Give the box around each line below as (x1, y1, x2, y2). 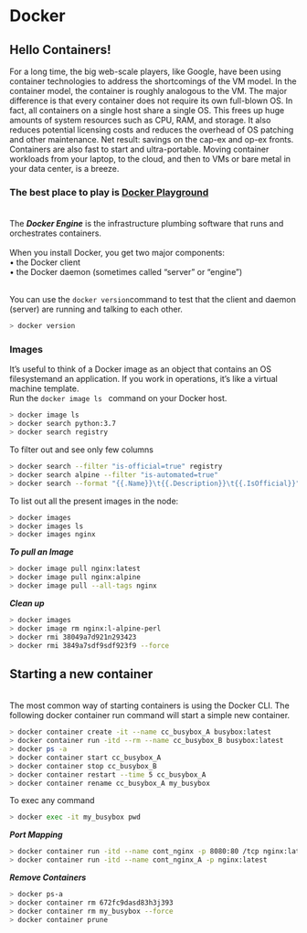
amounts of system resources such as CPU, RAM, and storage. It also (9, 115, 271, 125)
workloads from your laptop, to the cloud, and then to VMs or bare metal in (9, 154, 291, 164)
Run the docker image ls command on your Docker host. (9, 393, 228, 404)
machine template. (9, 383, 79, 394)
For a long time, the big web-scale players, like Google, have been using (9, 66, 281, 77)
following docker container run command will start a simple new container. (9, 710, 291, 721)
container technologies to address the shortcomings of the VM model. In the (9, 76, 297, 87)
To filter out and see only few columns (9, 444, 153, 455)
